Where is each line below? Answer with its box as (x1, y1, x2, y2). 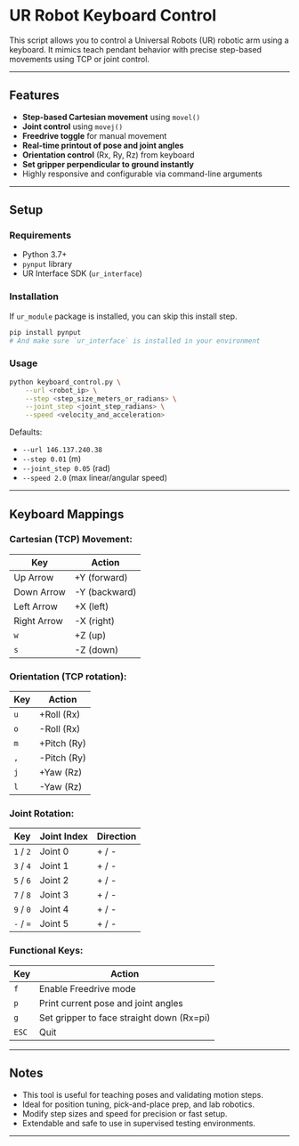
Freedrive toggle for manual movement (21, 130, 167, 141)
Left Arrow (13, 600, 58, 613)
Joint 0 (39, 845, 69, 857)
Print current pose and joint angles (38, 996, 184, 1009)
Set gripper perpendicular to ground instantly (21, 158, 194, 169)
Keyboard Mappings (9, 507, 125, 522)
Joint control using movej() (21, 121, 123, 132)
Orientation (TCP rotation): (9, 670, 127, 682)
